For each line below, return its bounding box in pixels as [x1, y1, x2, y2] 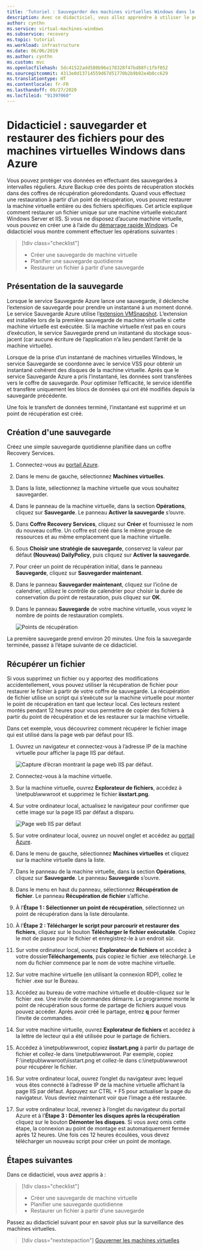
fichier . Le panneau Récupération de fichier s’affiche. [15, 892, 150, 900]
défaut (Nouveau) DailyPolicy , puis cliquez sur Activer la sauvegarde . [15, 551, 191, 559]
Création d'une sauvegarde [7, 427, 111, 437]
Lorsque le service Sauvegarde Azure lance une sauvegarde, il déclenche [7, 297, 189, 304]
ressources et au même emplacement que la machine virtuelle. [15, 533, 171, 541]
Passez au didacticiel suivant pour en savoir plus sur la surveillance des [7, 1218, 184, 1226]
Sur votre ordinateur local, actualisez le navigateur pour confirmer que [15, 802, 189, 809]
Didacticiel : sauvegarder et [7, 118, 147, 132]
